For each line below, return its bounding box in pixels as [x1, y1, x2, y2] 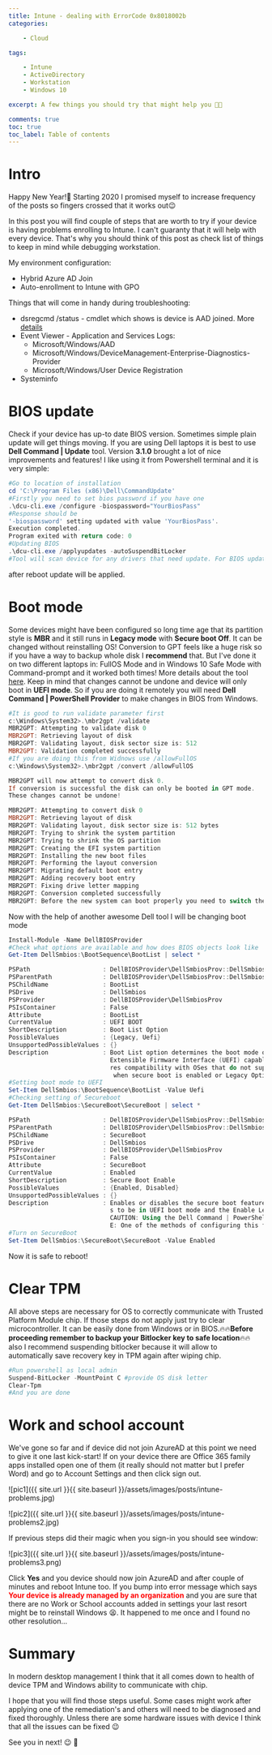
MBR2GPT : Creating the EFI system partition [8, 844, 161, 852]
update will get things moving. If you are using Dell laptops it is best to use [8, 438, 257, 448]
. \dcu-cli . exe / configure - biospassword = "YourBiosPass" [8, 502, 201, 510]
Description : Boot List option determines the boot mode [8, 1048, 259, 1057]
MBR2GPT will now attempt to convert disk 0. [8, 776, 164, 785]
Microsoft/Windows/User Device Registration [32, 366, 184, 375]
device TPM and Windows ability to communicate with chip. [8, 1680, 208, 1690]
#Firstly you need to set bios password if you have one [8, 494, 205, 503]
